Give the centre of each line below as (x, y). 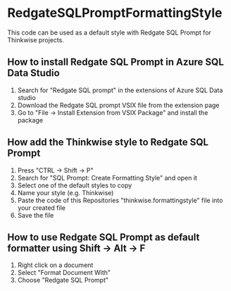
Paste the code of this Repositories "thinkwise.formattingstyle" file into (120, 200)
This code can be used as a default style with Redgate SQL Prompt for (109, 32)
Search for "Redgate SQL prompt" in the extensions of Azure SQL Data (120, 90)
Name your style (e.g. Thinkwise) (65, 192)
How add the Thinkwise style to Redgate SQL (108, 142)
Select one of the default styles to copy (75, 185)
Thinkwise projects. (36, 39)
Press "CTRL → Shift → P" (55, 170)
